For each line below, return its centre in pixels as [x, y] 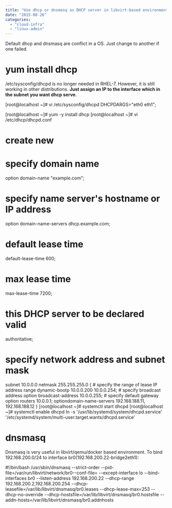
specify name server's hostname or [83, 199]
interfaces [16, 478]
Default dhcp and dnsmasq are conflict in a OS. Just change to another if [82, 43]
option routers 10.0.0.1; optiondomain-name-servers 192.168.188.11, [76, 401]
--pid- [107, 467]
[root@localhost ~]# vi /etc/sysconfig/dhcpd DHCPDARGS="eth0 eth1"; [81, 105]
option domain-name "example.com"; [45, 178]
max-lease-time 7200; [29, 293]
